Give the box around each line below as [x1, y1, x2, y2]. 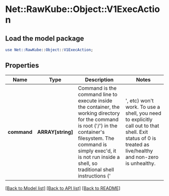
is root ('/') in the [77, 122, 118, 129]
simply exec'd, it [77, 147, 117, 154]
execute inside [77, 97, 113, 104]
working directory [77, 109, 120, 116]
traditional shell [77, 166, 114, 173]
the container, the [77, 103, 120, 110]
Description [84, 76, 114, 83]
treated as [125, 141, 149, 148]
